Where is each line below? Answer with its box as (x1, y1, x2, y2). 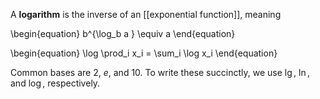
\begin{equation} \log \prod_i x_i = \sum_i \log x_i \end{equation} (10, 47, 278, 59)
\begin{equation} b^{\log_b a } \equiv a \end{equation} (10, 28, 236, 39)
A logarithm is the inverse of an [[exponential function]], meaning (10, 9, 282, 20)
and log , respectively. (10, 77, 101, 89)
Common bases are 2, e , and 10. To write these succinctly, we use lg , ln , (10, 67, 311, 78)
